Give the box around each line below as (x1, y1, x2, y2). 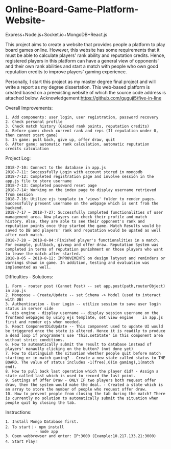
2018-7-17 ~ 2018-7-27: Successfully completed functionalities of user (5, 210, 163, 215)
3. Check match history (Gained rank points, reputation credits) (5, 124, 150, 129)
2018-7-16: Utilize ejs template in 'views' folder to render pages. (5, 196, 157, 201)
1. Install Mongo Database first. (5, 419, 79, 424)
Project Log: (5, 155, 31, 161)
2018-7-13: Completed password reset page (5, 183, 97, 188)
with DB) (5, 297, 24, 302)
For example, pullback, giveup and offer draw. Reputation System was (5, 242, 159, 247)
